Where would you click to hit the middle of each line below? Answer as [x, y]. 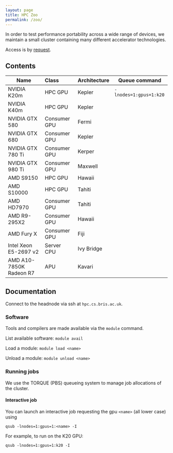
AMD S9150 [23, 178]
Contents [21, 66]
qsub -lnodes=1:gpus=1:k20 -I [38, 445]
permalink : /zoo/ [24, 20]
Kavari [85, 267]
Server [53, 246]
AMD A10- [21, 260]
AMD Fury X [23, 234]
